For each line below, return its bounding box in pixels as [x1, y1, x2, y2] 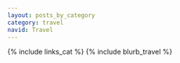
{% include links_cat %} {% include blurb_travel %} [7, 47, 173, 57]
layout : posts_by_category [7, 11, 95, 19]
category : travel [7, 19, 64, 26]
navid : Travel [7, 26, 54, 33]
